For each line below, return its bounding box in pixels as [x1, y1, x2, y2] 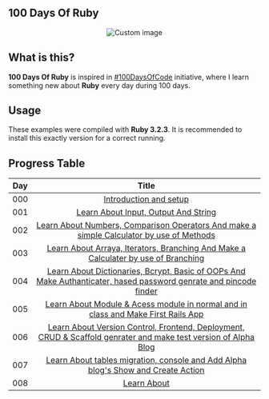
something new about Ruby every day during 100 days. [8, 80, 191, 90]
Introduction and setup [103, 194, 190, 205]
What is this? [8, 51, 75, 65]
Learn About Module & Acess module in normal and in [45, 299, 248, 310]
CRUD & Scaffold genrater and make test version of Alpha [38, 332, 255, 343]
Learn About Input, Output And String [76, 207, 217, 218]
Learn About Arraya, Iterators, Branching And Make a [46, 243, 247, 254]
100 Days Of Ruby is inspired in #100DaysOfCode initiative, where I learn [8, 72, 250, 82]
